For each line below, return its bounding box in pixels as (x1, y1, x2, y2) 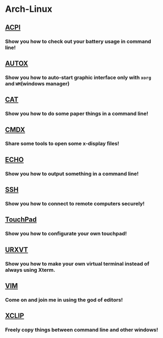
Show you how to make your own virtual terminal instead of (5, 260, 150, 267)
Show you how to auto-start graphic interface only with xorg (5, 74, 151, 81)
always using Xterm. (5, 266, 55, 273)
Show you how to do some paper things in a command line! (5, 110, 148, 117)
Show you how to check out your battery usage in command (5, 38, 151, 45)
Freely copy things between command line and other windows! (5, 327, 159, 334)
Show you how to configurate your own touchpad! (5, 230, 127, 237)
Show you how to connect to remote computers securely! (5, 200, 145, 207)
